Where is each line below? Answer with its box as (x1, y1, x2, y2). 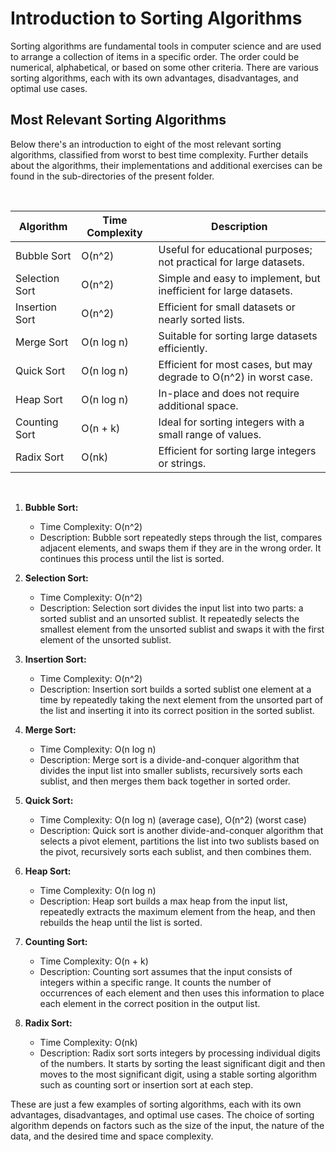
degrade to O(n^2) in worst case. (158, 370, 313, 384)
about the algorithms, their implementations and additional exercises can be (10, 159, 323, 171)
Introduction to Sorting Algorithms (10, 7, 303, 30)
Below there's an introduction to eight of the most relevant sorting (10, 138, 282, 150)
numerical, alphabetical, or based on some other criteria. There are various (10, 61, 319, 73)
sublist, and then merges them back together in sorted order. (39, 775, 291, 787)
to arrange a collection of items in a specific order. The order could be (10, 50, 300, 62)
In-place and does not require (158, 386, 300, 400)
